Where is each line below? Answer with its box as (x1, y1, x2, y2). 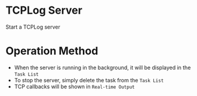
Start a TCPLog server (5, 23, 60, 30)
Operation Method (5, 44, 98, 58)
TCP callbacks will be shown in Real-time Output (14, 83, 135, 90)
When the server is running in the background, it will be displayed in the (14, 64, 191, 71)
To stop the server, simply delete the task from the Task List (14, 76, 164, 83)
